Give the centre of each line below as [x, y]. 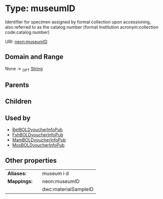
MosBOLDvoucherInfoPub [38, 145]
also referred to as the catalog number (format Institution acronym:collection [82, 27]
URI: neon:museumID [26, 41]
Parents [17, 85]
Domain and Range [34, 57]
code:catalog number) [27, 32]
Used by [18, 118]
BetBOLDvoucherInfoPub [37, 130]
